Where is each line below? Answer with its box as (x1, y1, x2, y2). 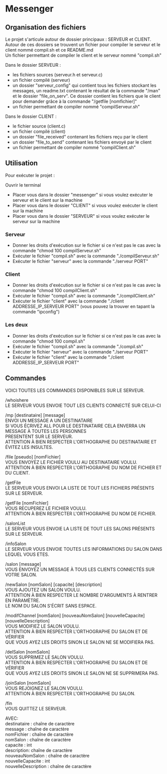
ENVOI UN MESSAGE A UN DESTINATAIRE (5, 417, 93, 423)
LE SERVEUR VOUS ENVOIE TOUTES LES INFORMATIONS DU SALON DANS (5, 546, 162, 552)
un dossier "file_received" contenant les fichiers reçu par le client (12, 134, 148, 139)
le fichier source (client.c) (12, 123, 66, 129)
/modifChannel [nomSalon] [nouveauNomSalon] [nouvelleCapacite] (5, 612, 145, 618)
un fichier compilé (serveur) (12, 77, 70, 83)
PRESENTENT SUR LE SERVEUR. (5, 433, 73, 439)
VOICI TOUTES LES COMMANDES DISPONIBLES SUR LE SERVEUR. (5, 387, 145, 393)
